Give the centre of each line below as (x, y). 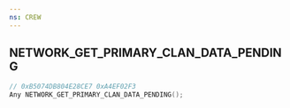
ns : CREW (25, 17)
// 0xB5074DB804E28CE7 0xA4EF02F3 (73, 87)
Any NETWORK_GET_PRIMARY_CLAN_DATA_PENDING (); (96, 95)
